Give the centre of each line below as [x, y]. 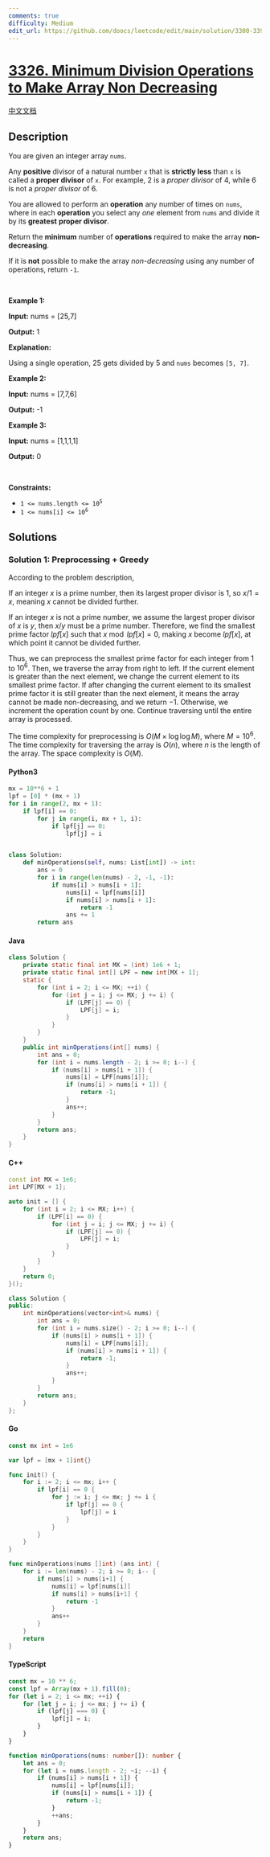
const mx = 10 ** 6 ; [43, 1681]
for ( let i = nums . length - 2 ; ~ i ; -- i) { [95, 1771]
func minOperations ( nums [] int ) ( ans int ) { [84, 1564]
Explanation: [30, 347]
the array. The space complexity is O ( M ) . [76, 753]
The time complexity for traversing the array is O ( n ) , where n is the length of [135, 745]
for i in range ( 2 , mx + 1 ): [55, 804]
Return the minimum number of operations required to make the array [125, 237]
